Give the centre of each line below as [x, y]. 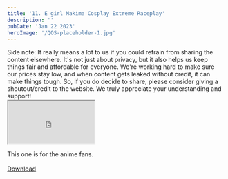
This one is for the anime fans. [50, 154]
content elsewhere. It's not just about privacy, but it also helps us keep [108, 60]
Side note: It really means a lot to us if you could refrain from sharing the [110, 52]
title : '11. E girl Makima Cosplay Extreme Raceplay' [86, 13]
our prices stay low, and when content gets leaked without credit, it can [109, 74]
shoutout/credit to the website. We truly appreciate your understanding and [115, 89]
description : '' [30, 20]
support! [19, 96]
